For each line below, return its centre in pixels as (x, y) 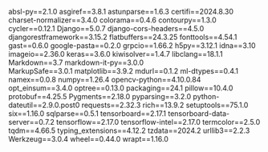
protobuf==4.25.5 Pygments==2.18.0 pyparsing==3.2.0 (100, 96)
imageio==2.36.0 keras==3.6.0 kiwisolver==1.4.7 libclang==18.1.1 (116, 54)
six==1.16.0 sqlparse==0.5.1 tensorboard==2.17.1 (87, 114)
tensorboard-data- (199, 114)
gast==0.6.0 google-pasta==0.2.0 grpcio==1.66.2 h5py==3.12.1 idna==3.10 (132, 46)
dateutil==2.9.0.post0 (44, 105)
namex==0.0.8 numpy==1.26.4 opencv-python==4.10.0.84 (105, 80)
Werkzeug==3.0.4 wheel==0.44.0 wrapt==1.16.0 (88, 139)
